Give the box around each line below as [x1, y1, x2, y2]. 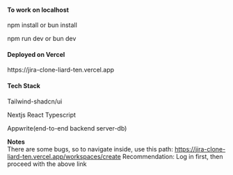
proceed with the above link [7, 160, 87, 168]
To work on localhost [7, 6, 70, 14]
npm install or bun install [7, 21, 78, 29]
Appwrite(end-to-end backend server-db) [7, 124, 127, 132]
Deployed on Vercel [7, 50, 65, 58]
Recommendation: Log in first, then [122, 152, 223, 160]
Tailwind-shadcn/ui [7, 97, 63, 106]
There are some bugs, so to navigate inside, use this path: [7, 144, 174, 153]
